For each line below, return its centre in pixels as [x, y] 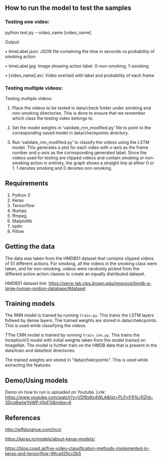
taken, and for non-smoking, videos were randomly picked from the [72, 268]
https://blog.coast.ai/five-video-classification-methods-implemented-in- [77, 448]
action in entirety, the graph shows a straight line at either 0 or [92, 163]
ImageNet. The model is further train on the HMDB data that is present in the [81, 345]
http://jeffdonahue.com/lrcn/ [33, 429]
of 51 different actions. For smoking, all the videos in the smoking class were [81, 263]
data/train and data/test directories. [40, 351]
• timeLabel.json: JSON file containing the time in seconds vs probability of [80, 51]
